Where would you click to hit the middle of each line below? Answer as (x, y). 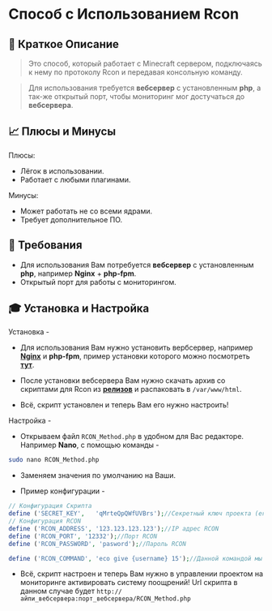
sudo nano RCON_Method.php (54, 460)
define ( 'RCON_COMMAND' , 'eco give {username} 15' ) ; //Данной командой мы (136, 558)
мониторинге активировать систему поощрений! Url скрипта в (129, 583)
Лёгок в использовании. (62, 170)
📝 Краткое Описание (64, 44)
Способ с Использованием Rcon (124, 14)
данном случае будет (57, 591)
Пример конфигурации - (62, 491)
